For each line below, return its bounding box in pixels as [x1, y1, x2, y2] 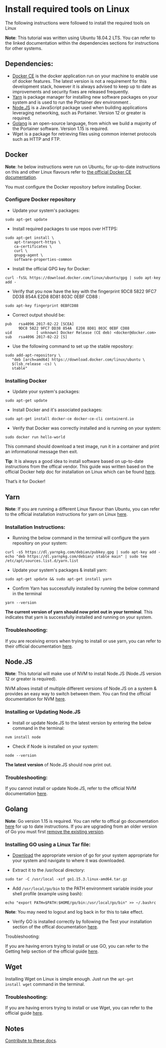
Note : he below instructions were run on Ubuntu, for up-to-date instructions [5, 164, 161, 170]
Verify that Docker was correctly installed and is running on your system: [12, 425, 162, 431]
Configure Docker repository [5, 196, 76, 203]
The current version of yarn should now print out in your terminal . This [5, 609, 153, 615]
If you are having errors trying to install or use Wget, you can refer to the [5, 1005, 153, 1011]
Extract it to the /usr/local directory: [12, 867, 85, 873]
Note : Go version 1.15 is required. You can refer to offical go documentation [5, 818, 159, 824]
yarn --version [5, 600, 37, 606]
